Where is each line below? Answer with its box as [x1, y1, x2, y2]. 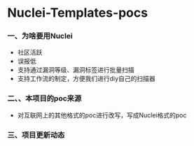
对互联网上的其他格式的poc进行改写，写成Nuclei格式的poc [17, 110, 187, 119]
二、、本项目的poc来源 [7, 94, 82, 103]
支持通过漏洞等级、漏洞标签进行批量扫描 [17, 66, 134, 74]
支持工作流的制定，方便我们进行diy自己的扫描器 [17, 75, 155, 83]
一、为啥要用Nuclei [7, 31, 74, 41]
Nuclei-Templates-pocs [7, 5, 148, 21]
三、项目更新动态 [7, 130, 65, 140]
